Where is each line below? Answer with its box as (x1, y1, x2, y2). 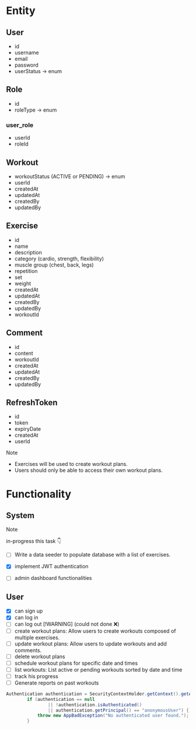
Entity (6, 4, 36, 18)
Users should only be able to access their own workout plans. (14, 467, 163, 474)
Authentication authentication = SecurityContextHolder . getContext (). (6, 691, 181, 697)
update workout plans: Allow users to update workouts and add (14, 640, 167, 647)
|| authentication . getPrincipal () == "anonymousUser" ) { (47, 707, 190, 713)
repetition (14, 267, 38, 274)
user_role (6, 121, 34, 129)
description (14, 248, 42, 255)
